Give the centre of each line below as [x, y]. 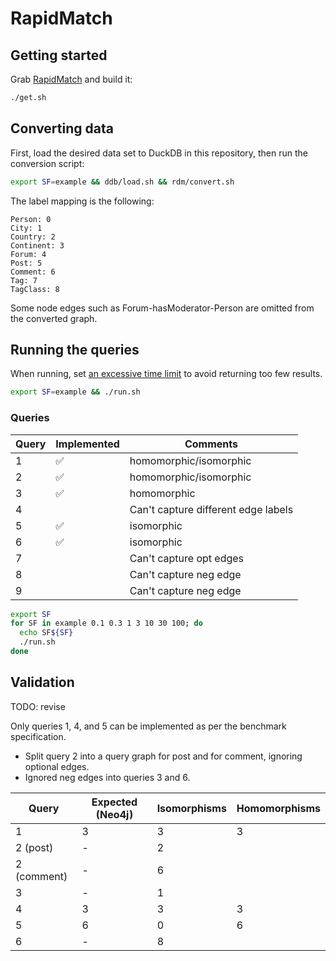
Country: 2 [33, 237]
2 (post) [34, 847]
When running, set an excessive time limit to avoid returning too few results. [166, 374]
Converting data [62, 128]
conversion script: [47, 163]
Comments [211, 444]
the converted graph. [54, 318]
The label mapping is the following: [82, 201]
